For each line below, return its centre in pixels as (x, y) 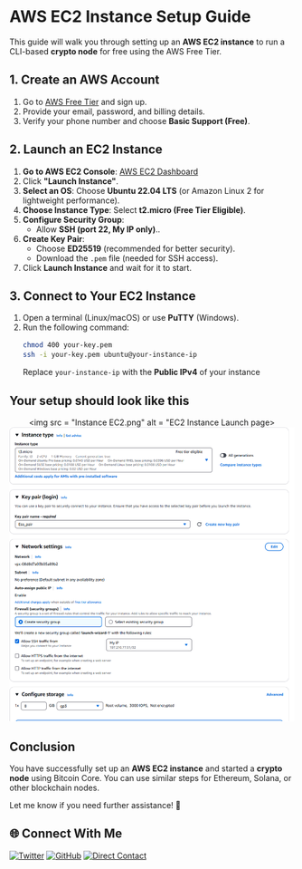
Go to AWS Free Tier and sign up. (85, 101)
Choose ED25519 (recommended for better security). (136, 248)
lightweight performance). (71, 200)
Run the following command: (75, 327)
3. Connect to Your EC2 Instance (103, 296)
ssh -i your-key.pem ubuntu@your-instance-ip (109, 355)
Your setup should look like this (99, 401)
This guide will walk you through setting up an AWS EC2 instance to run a (147, 42)
